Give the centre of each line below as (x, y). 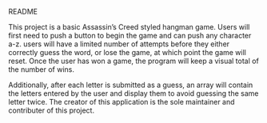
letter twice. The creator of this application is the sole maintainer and (122, 102)
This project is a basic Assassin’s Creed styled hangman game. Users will (129, 27)
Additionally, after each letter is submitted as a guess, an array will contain (131, 85)
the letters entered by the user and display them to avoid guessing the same (133, 93)
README (23, 12)
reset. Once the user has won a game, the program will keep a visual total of (134, 61)
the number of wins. (41, 69)
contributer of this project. (51, 110)
